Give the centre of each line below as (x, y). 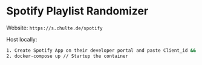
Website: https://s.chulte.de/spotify (54, 28)
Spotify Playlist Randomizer (77, 11)
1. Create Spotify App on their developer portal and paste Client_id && (101, 50)
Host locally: (22, 39)
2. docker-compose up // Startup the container (67, 56)
